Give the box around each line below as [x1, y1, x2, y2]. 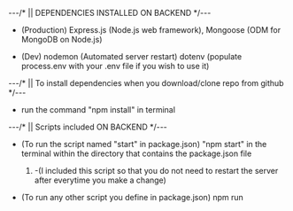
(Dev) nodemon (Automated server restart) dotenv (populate [20, 51, 243, 61]
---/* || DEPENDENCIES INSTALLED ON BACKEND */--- [8, 8, 212, 18]
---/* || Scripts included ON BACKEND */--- [8, 121, 167, 132]
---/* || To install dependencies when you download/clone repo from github [8, 78, 284, 88]
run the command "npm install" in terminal [20, 105, 176, 114]
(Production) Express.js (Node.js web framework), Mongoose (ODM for [20, 25, 281, 35]
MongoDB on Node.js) [20, 35, 103, 44]
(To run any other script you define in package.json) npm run [20, 192, 244, 202]
